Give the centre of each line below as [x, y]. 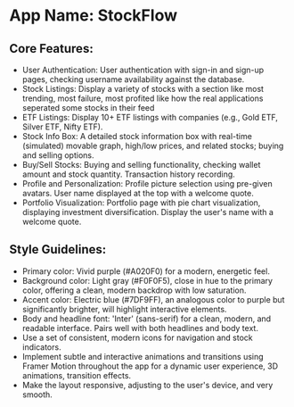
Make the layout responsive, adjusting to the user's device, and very [147, 385]
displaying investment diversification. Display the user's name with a [148, 212]
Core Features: [51, 49]
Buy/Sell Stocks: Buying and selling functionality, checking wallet [141, 165]
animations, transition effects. [77, 375]
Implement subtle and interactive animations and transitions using [143, 356]
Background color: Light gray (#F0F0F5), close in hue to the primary [147, 280]
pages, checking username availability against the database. [133, 79]
